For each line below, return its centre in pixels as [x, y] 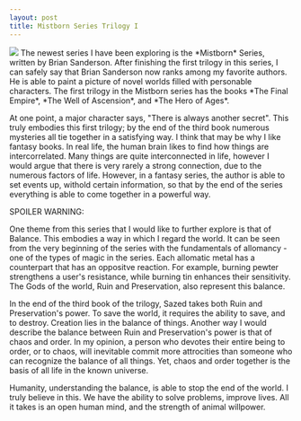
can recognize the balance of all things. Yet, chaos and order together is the [150, 361]
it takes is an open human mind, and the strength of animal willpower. [137, 407]
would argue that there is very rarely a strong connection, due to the [136, 165]
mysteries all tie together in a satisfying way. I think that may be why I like [145, 136]
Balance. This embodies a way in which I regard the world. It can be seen [145, 238]
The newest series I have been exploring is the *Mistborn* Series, [142, 53]
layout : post [34, 18]
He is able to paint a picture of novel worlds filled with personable [131, 81]
